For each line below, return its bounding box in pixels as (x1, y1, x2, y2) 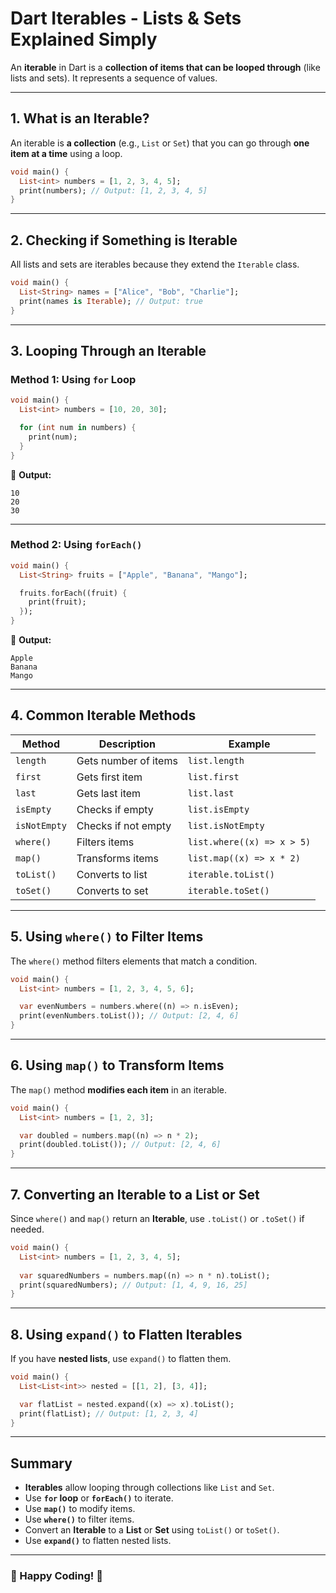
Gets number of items (76, 753, 178, 767)
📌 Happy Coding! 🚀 (10, 1569, 103, 1583)
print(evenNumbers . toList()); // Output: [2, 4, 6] (19, 1011, 240, 1021)
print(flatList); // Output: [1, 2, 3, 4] (19, 1408, 199, 1419)
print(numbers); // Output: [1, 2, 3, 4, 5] (19, 185, 208, 196)
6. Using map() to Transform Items (10, 1057, 225, 1074)
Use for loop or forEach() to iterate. (24, 1492, 174, 1504)
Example (228, 737, 271, 751)
